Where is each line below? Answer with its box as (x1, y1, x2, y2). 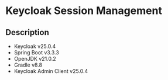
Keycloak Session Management (5, 4, 162, 18)
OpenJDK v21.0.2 (13, 55, 56, 62)
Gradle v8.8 (13, 61, 43, 68)
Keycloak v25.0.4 (13, 43, 56, 50)
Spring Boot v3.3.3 (13, 49, 59, 56)
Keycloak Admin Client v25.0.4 (13, 68, 88, 74)
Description (5, 27, 49, 37)
